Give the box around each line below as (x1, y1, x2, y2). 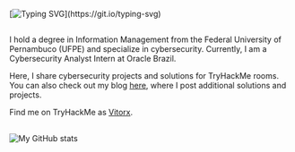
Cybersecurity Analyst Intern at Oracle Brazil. (9, 54, 177, 64)
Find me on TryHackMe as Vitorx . (9, 107, 134, 118)
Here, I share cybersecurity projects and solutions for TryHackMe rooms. (9, 71, 280, 81)
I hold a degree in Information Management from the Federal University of (9, 34, 282, 45)
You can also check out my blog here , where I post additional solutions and (9, 80, 287, 91)
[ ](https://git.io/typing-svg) (9, 9, 161, 19)
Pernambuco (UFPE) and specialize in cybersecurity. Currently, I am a (9, 44, 267, 55)
